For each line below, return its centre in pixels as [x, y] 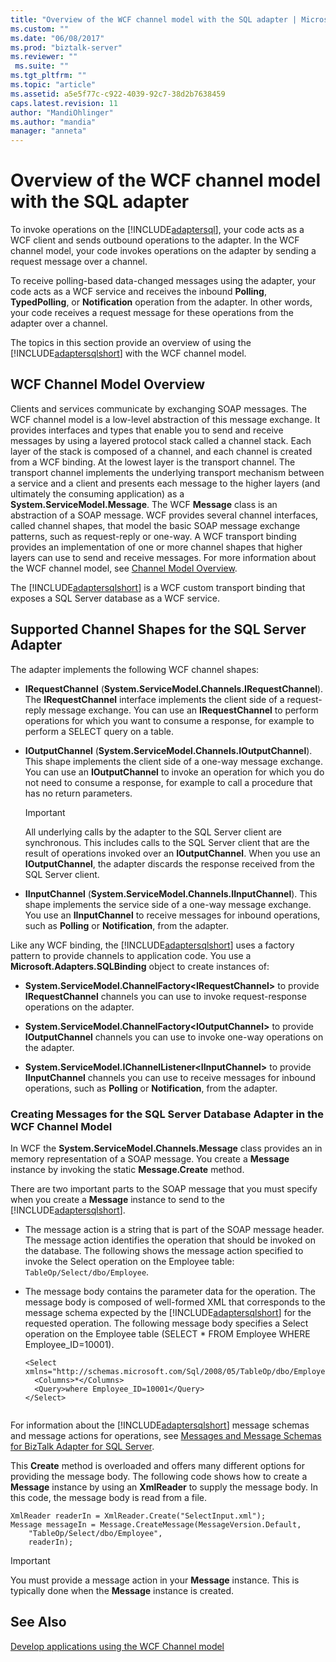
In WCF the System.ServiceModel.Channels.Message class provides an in [166, 1148]
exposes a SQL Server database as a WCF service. [115, 598]
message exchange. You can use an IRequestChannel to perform [183, 710]
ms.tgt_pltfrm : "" [48, 76]
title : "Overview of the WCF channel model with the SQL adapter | [154, 19]
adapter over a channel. [59, 323]
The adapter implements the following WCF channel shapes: [135, 669]
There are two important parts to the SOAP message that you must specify [164, 1188]
